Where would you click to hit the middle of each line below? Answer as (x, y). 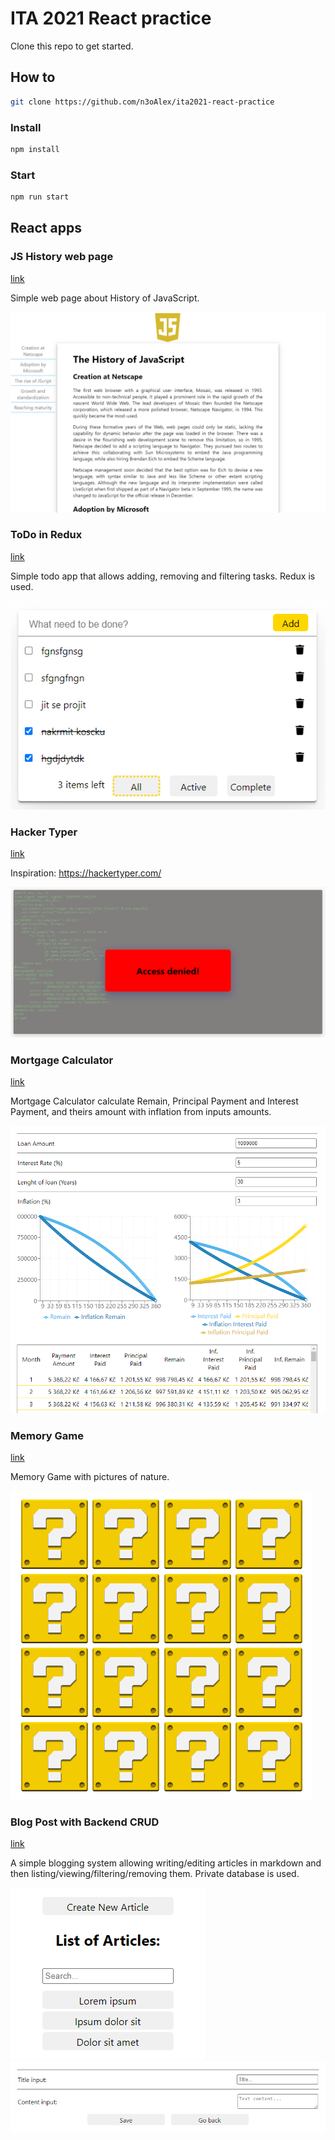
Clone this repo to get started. (72, 46)
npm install (35, 149)
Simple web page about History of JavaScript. (105, 298)
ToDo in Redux (46, 535)
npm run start (40, 197)
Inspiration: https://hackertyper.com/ (86, 873)
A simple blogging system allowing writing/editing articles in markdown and (166, 1863)
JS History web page (62, 257)
